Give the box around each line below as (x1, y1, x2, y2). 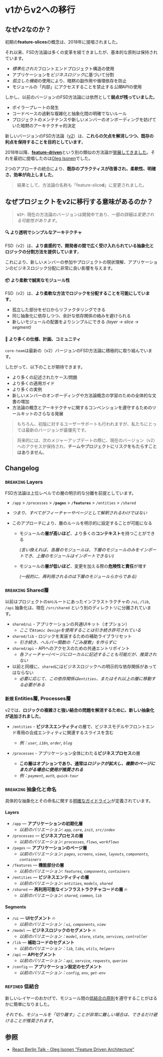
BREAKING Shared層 (5, 587, 49, 594)
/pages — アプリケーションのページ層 (12, 845, 87, 851)
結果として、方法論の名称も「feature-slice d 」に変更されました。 (16, 182, 147, 188)
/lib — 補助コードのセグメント (12, 940, 75, 945)
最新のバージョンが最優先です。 (25, 427, 89, 433)
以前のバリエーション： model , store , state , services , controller (19, 933, 148, 939)
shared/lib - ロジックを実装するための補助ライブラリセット (12, 634, 132, 639)
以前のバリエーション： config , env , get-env (19, 970, 106, 976)
